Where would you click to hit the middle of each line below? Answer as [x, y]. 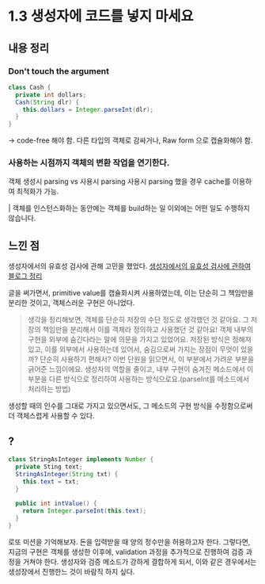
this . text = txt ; [51, 481]
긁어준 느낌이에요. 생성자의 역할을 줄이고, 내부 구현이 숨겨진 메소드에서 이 [140, 369]
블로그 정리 [25, 276]
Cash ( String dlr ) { [47, 102]
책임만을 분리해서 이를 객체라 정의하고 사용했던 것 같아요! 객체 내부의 [148, 330]
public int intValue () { [56, 504]
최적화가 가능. [38, 192]
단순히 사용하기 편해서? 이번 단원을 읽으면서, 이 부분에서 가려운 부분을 [147, 359]
